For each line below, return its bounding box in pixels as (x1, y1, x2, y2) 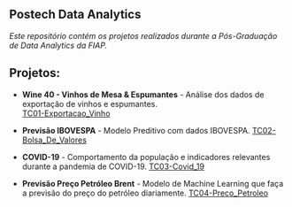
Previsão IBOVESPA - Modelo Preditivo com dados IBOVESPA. (21, 125, 250, 135)
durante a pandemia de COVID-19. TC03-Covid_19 (21, 161, 205, 172)
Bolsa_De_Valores (21, 134, 87, 145)
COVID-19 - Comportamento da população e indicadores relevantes (21, 151, 271, 162)
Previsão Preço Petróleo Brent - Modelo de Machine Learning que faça (21, 178, 284, 188)
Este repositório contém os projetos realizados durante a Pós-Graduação (9, 30, 278, 41)
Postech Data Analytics (9, 7, 142, 22)
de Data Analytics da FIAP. (9, 40, 108, 50)
